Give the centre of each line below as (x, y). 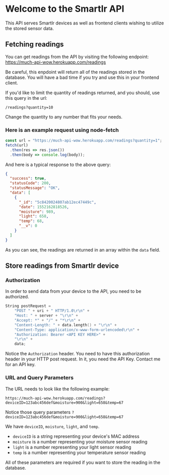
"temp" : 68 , (31, 221)
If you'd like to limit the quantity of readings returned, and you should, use (82, 93)
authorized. (17, 297)
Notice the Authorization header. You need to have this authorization (78, 354)
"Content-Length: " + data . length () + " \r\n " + (65, 325)
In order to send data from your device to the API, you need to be (73, 291)
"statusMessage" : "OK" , (35, 188)
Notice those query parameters (38, 412)
